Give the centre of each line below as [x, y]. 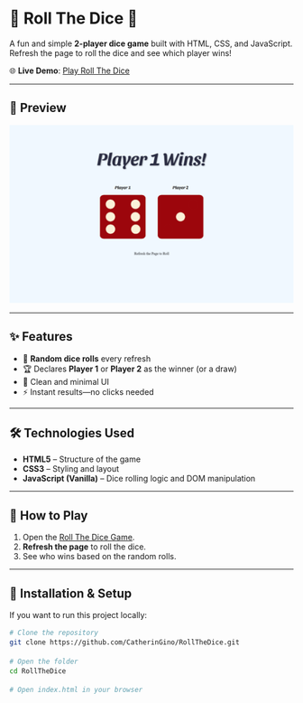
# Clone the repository [54, 633]
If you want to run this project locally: [78, 615]
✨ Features [41, 337]
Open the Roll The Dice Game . [78, 538]
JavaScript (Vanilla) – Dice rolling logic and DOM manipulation [139, 479]
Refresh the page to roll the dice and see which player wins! [120, 52]
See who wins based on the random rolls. [99, 557]
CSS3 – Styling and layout [71, 469]
